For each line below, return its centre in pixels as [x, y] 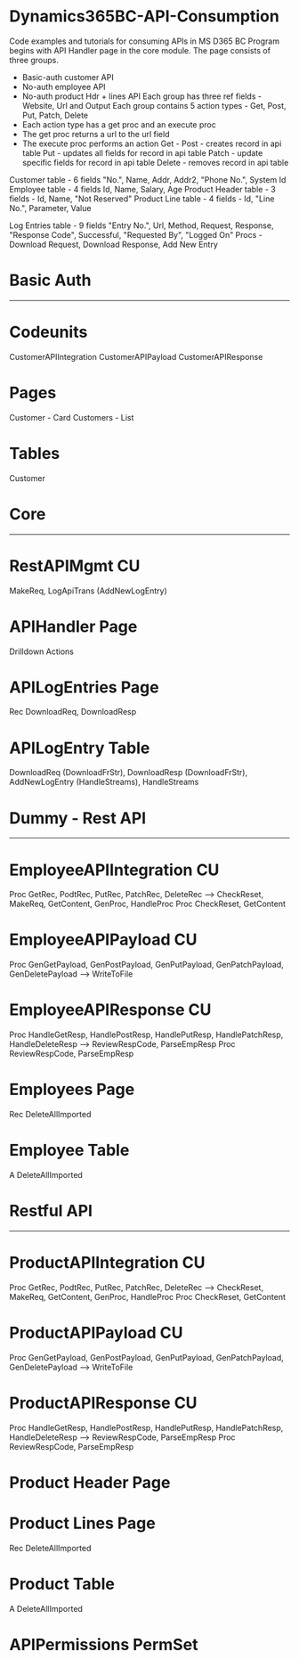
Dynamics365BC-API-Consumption [145, 16]
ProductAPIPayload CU [97, 1333]
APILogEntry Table [80, 748]
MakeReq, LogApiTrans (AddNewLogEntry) [88, 591]
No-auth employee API [64, 86]
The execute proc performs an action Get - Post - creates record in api [152, 143]
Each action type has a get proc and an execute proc [119, 124]
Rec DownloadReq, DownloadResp [73, 712]
